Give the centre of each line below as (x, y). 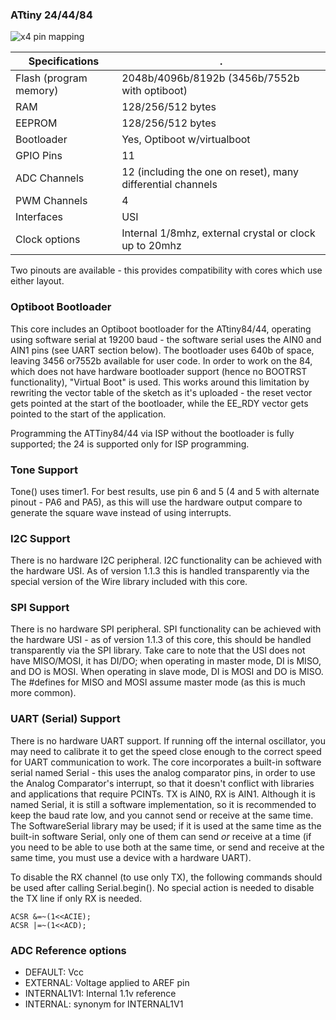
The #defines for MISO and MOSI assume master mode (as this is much (158, 682)
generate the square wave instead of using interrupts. (121, 512)
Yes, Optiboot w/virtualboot (186, 140)
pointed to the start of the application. (88, 414)
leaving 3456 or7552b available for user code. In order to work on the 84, (161, 360)
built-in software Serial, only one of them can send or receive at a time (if (161, 836)
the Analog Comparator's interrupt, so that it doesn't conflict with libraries (162, 783)
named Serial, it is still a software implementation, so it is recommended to (163, 804)
